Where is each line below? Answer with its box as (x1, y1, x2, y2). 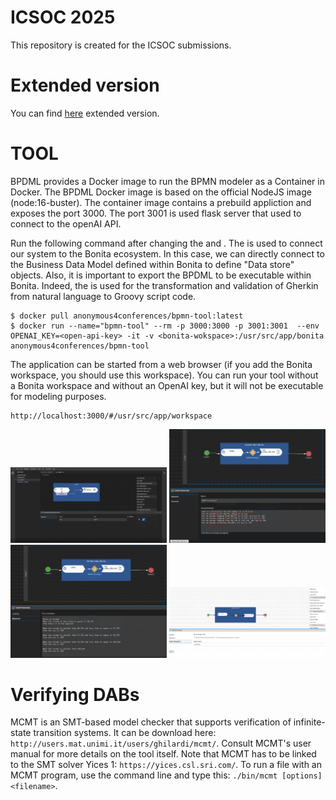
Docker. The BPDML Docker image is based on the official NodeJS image (10, 186, 312, 198)
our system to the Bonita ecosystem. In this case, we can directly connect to (10, 247, 325, 260)
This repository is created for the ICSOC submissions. (10, 39, 232, 51)
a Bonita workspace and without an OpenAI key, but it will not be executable (10, 379, 324, 391)
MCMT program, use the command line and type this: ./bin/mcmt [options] (10, 769, 323, 781)
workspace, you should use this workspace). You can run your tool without (10, 369, 319, 381)
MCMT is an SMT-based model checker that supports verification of (10, 716, 292, 728)
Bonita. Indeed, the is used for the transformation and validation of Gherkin (10, 279, 319, 291)
